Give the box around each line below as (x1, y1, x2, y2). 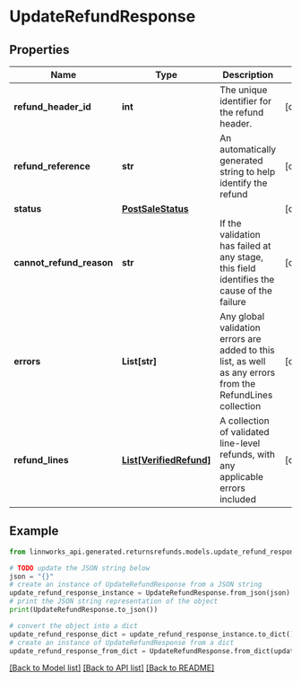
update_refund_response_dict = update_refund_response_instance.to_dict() (9, 630, 295, 639)
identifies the (219, 274, 275, 285)
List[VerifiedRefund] (121, 454, 211, 466)
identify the (219, 177, 268, 189)
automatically (219, 144, 277, 155)
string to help (219, 166, 276, 178)
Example (9, 523, 59, 539)
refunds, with (219, 449, 276, 460)
